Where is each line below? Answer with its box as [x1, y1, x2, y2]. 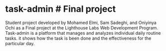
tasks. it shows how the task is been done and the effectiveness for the [5, 35, 152, 41]
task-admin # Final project [5, 3, 116, 15]
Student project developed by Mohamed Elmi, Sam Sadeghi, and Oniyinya [5, 20, 157, 25]
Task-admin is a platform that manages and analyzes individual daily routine [5, 30, 161, 36]
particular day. [5, 40, 35, 46]
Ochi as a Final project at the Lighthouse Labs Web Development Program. [5, 25, 159, 30]
